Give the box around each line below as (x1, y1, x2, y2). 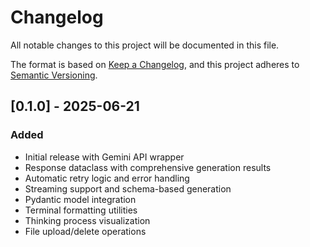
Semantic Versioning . (10, 69, 98, 81)
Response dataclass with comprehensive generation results (24, 161, 272, 173)
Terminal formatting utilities (24, 204, 138, 216)
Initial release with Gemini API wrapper (24, 151, 185, 163)
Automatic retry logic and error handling (24, 172, 190, 184)
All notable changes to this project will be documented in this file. (10, 39, 280, 51)
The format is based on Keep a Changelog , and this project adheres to (10, 58, 300, 70)
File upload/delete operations (24, 225, 147, 237)
